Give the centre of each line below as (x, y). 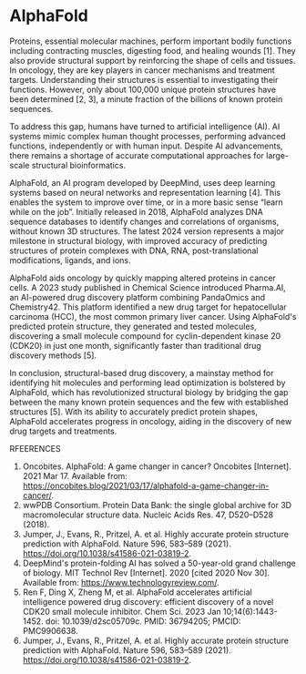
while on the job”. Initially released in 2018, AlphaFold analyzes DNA (137, 211)
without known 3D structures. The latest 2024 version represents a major (147, 231)
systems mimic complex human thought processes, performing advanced (148, 136)
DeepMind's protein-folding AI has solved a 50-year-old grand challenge (159, 563)
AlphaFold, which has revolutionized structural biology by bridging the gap (149, 392)
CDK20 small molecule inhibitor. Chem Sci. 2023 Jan (122, 611)
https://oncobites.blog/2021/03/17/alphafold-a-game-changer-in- (146, 485)
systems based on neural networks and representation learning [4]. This (145, 192)
